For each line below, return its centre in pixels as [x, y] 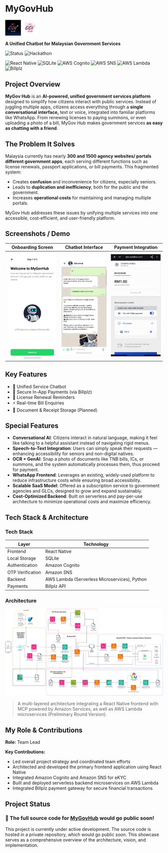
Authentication [22, 565]
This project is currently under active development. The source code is [78, 829]
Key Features [26, 375]
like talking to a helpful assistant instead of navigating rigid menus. [81, 443]
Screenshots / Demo [38, 234]
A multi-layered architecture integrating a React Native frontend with [88, 704]
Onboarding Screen [32, 247]
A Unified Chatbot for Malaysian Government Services [63, 44]
